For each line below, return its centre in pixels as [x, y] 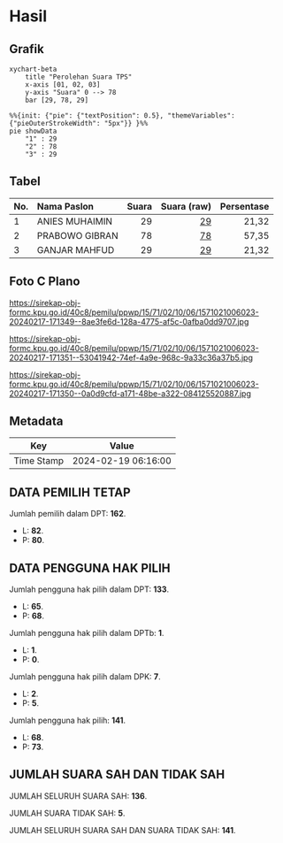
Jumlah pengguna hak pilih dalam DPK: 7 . [85, 677]
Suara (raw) [186, 206]
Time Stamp [39, 461]
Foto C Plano [45, 282]
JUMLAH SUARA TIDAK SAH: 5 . [67, 813]
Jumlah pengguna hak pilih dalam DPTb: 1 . [87, 633]
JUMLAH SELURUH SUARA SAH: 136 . [78, 796]
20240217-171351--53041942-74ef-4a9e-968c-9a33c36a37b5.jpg [131, 357]
